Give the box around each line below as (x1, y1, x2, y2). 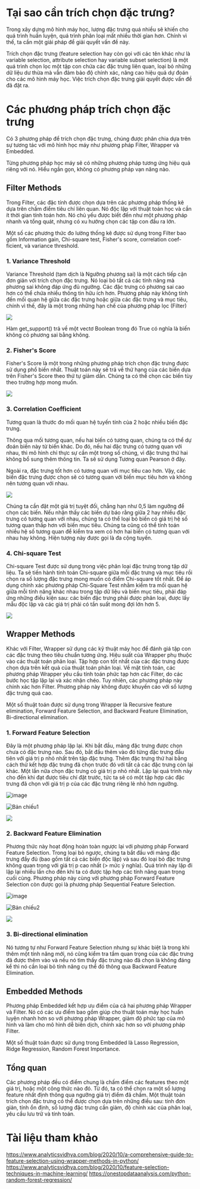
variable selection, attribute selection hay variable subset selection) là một (6, 56, 189, 63)
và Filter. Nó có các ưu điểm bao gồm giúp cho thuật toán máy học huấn (6, 1009, 183, 1016)
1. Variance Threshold (6, 257, 70, 265)
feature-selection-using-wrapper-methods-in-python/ (6, 1157, 139, 1165)
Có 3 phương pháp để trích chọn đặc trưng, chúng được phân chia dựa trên (6, 135, 191, 142)
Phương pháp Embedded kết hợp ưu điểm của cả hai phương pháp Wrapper (6, 1002, 192, 1009)
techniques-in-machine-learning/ (6, 1170, 88, 1177)
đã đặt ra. (6, 81, 30, 89)
